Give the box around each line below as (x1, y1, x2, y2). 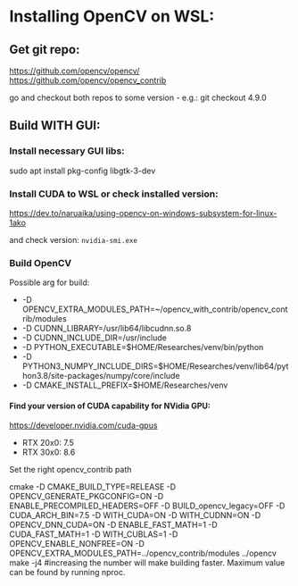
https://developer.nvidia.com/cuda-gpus (9, 420, 158, 431)
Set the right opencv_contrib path (9, 465, 132, 475)
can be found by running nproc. (9, 567, 126, 578)
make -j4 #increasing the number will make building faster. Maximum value (9, 557, 286, 568)
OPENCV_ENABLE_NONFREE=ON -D (9, 539, 145, 549)
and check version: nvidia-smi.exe (9, 234, 138, 245)
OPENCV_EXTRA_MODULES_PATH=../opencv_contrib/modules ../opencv (9, 548, 277, 559)
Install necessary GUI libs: (9, 145, 125, 157)
